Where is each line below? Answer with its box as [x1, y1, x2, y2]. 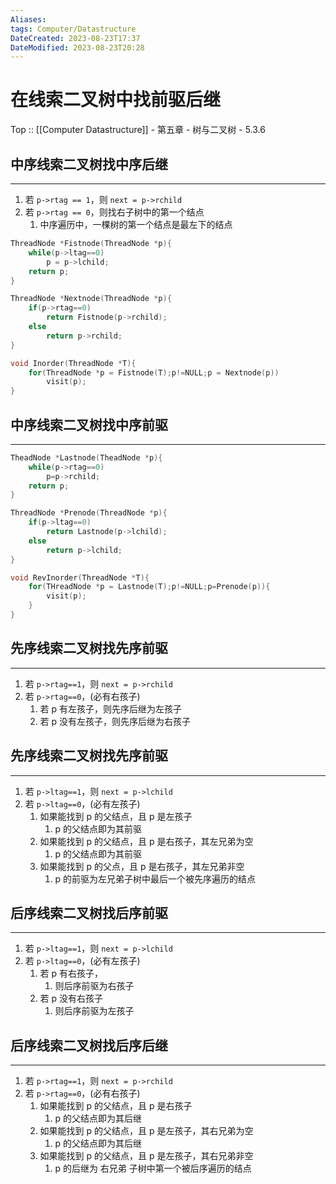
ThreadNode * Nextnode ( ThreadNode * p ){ [10, 294, 172, 304]
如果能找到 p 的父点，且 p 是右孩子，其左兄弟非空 [39, 860, 245, 872]
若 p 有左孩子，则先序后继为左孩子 [39, 702, 183, 715]
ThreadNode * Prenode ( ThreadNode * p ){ [10, 508, 168, 518]
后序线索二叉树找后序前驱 [10, 904, 168, 921]
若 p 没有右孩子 [39, 992, 104, 1005]
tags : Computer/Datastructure [10, 24, 137, 34]
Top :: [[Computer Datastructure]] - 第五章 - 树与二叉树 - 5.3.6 [10, 124, 266, 136]
